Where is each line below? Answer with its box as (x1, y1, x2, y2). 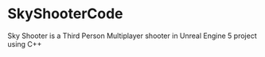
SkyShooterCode (7, 5, 124, 23)
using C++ (7, 39, 42, 48)
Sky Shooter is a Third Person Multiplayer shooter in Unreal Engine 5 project (7, 31, 257, 40)
